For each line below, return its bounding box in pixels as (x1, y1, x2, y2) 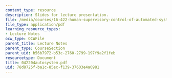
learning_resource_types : (5, 27, 60, 32)
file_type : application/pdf (5, 22, 66, 27)
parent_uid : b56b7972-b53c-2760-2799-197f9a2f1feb (5, 50, 116, 55)
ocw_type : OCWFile (5, 36, 45, 42)
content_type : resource (5, 7, 56, 13)
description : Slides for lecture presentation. (5, 12, 109, 17)
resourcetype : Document (5, 55, 56, 61)
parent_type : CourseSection (5, 46, 66, 51)
